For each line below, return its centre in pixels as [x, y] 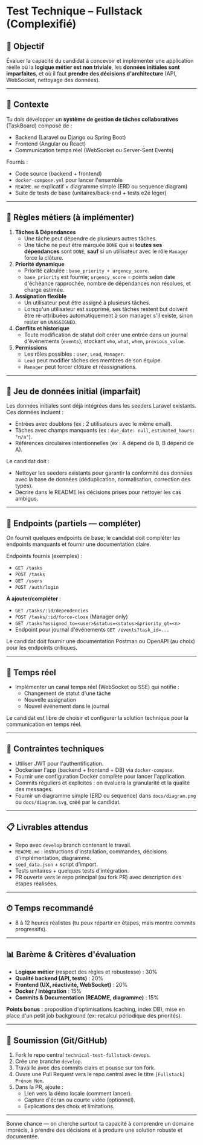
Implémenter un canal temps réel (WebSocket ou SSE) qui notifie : [97, 687]
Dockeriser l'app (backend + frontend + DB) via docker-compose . [95, 770]
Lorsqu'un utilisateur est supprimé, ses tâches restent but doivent [106, 309]
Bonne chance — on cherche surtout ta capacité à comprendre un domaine [100, 1124]
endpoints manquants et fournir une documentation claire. [79, 544]
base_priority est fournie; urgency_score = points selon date [99, 277]
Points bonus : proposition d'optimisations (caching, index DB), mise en [96, 1009]
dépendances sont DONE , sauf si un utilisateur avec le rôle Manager [106, 251]
